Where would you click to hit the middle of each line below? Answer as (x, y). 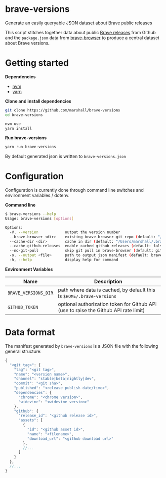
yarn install (19, 128)
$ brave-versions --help (31, 214)
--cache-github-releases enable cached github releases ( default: (81, 246)
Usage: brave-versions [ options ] (40, 219)
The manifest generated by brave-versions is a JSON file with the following (82, 346)
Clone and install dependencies (38, 101)
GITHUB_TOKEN (23, 307)
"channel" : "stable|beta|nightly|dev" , (55, 379)
